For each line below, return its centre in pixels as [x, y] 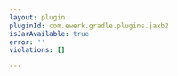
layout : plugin [37, 17]
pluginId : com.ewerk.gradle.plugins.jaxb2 [89, 26]
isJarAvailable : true [49, 34]
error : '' [28, 42]
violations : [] [37, 50]
